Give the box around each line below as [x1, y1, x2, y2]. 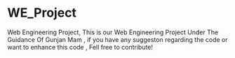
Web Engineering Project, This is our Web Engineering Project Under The [7, 28, 219, 36]
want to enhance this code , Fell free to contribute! [7, 43, 153, 51]
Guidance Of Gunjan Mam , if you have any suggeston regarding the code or [7, 35, 228, 43]
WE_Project [7, 5, 77, 21]
